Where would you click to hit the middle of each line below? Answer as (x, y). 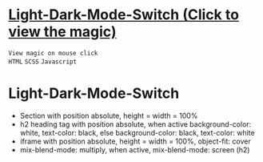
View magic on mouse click (53, 53)
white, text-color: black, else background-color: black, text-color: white (137, 132)
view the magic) (62, 32)
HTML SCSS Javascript (43, 62)
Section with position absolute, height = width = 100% (109, 115)
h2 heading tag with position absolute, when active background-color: (135, 124)
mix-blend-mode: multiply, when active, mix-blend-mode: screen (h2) (135, 149)
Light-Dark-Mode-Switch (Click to (124, 15)
